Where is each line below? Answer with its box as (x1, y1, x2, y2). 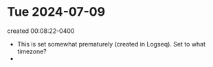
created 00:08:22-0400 (7, 27, 75, 35)
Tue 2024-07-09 (7, 4, 105, 20)
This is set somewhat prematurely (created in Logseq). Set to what (16, 40, 206, 48)
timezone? (16, 47, 47, 55)
